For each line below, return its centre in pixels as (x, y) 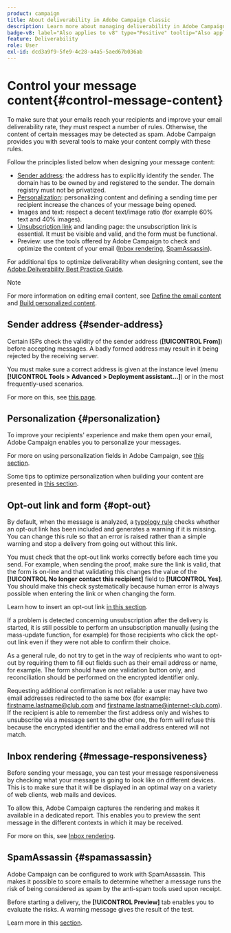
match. (17, 735)
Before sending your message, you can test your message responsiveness (113, 773)
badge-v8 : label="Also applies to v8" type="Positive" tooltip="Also (109, 33)
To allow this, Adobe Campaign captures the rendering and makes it (103, 808)
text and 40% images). (49, 219)
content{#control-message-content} (115, 101)
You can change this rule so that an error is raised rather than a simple (107, 536)
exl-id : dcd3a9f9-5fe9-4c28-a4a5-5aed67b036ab (75, 52)
